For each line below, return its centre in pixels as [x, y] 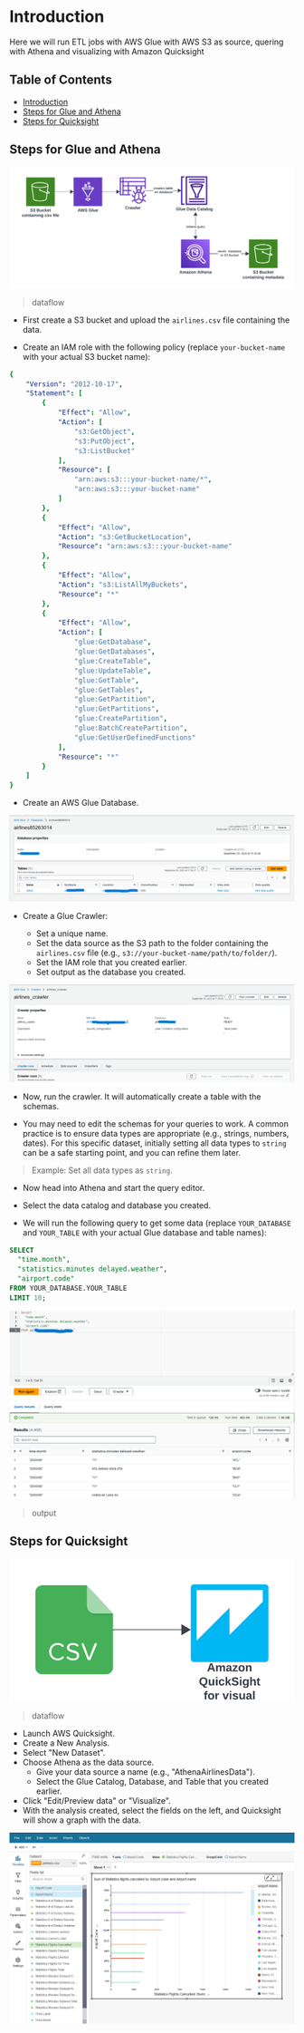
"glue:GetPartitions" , [117, 709]
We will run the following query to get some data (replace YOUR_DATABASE [157, 1223]
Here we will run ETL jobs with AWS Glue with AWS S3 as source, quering [147, 42]
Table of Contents [61, 80]
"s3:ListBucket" [104, 450]
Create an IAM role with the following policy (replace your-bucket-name [154, 347]
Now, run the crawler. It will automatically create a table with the [142, 1096]
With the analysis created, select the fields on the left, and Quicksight [152, 1811]
